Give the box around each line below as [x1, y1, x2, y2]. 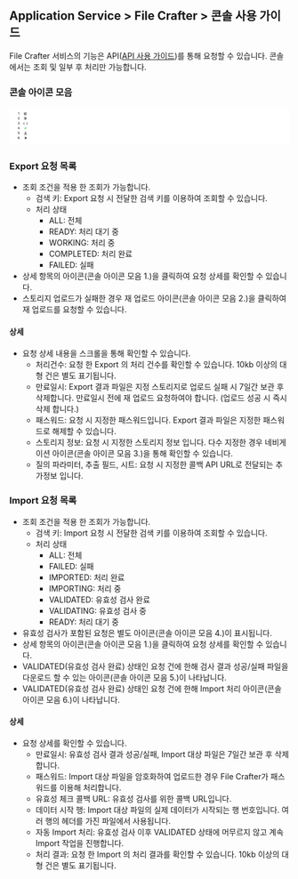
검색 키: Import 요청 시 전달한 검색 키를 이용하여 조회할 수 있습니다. [35, 528, 269, 538]
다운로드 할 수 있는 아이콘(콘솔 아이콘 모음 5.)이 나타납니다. [21, 672, 227, 682]
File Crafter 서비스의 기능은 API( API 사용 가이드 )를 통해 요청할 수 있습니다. [9, 50, 268, 60]
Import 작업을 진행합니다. [35, 838, 125, 849]
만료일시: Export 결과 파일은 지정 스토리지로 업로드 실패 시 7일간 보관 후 [35, 381, 285, 391]
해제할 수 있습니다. [52, 425, 117, 436]
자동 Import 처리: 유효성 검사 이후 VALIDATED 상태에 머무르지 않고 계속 [35, 827, 285, 838]
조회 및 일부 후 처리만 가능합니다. [32, 61, 147, 72]
